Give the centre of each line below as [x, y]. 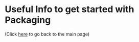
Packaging [28, 20]
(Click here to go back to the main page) [47, 34]
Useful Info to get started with [69, 9]
